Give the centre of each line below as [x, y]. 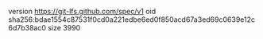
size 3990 [64, 28]
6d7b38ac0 [27, 28]
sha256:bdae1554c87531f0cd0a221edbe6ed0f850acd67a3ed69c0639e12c [132, 19]
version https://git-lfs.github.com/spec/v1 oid [82, 11]
